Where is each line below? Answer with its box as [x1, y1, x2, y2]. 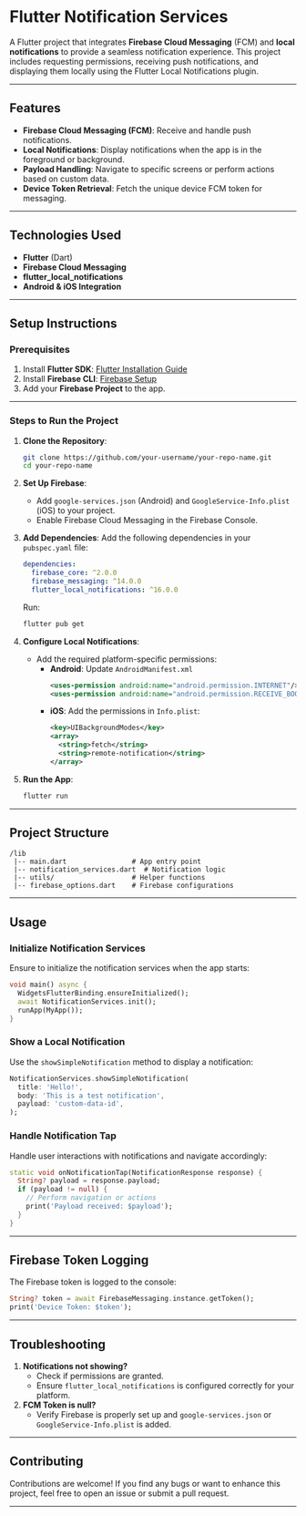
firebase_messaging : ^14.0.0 [31, 577, 142, 586]
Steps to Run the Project [9, 415, 118, 428]
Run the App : [22, 773, 74, 785]
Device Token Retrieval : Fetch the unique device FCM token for [22, 182, 262, 193]
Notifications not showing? [22, 1361, 128, 1372]
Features [9, 100, 61, 116]
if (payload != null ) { [17, 1185, 107, 1194]
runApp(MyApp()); [17, 1006, 84, 1015]
